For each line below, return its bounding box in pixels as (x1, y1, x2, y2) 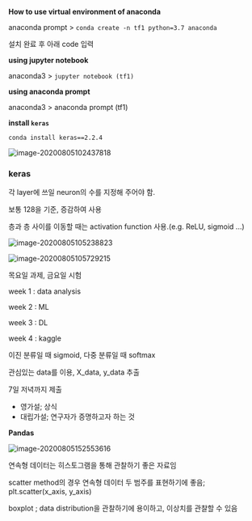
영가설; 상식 (19, 402, 58, 412)
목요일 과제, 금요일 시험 (8, 270, 82, 280)
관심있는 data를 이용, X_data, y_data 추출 (8, 367, 140, 377)
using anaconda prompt (8, 87, 90, 96)
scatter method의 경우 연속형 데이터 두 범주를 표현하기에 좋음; (8, 477, 206, 488)
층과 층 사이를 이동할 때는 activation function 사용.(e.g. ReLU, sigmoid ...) (8, 222, 245, 231)
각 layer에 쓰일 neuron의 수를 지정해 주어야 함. (8, 188, 156, 197)
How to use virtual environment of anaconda (8, 7, 162, 16)
